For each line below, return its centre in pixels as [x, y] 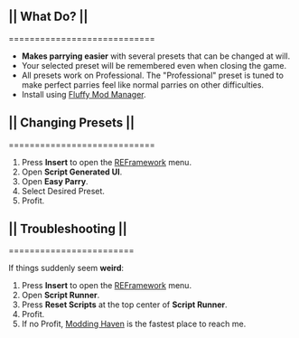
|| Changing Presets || [72, 123]
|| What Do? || [48, 17]
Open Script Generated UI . [72, 172]
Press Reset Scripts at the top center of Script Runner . [124, 305]
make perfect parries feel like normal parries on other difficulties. [142, 84]
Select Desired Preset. [63, 191]
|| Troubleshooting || [68, 229]
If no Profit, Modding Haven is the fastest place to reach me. [134, 324]
